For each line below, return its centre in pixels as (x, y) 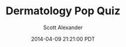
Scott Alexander (63, 27)
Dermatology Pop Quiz (63, 11)
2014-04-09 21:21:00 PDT (63, 39)
